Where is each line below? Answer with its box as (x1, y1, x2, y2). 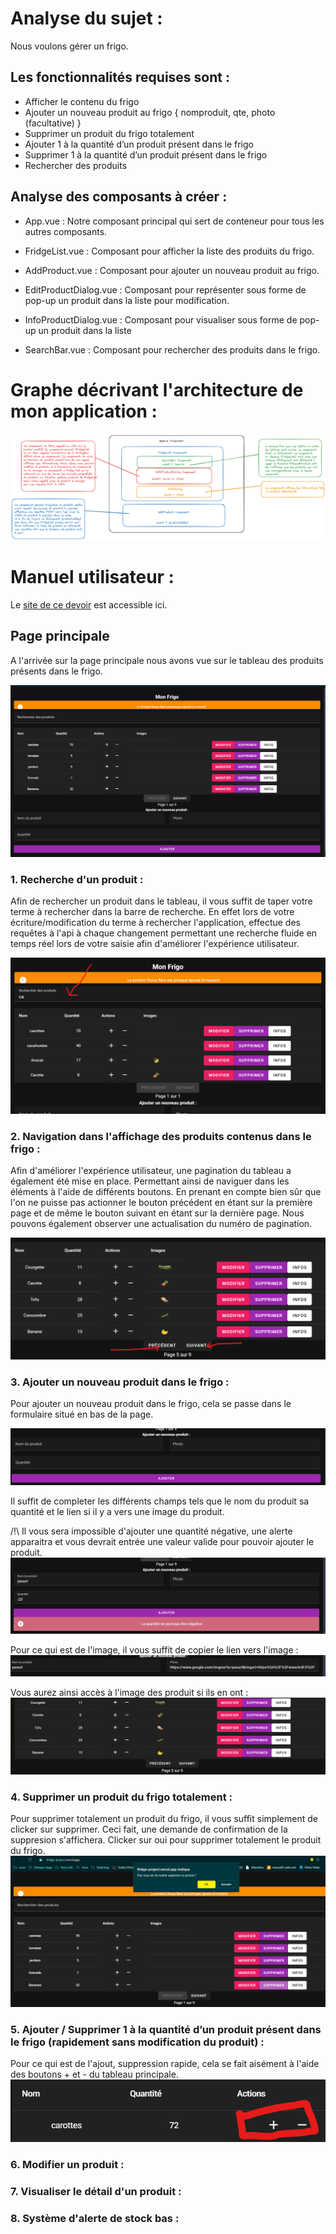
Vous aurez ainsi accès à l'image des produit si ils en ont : (10, 1687, 249, 1699)
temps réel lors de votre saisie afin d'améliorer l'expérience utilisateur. (10, 937, 300, 949)
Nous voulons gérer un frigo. (10, 40, 129, 52)
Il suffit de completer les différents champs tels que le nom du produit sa (10, 1495, 310, 1507)
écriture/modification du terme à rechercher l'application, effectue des (10, 916, 301, 928)
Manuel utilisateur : (10, 565, 175, 588)
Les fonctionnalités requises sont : (10, 69, 230, 86)
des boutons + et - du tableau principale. (10, 2068, 179, 2080)
